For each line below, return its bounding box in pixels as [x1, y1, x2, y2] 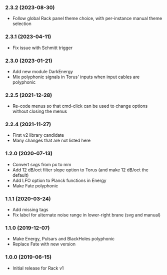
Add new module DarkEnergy [12, 68, 73, 74]
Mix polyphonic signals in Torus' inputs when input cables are [12, 74, 140, 80]
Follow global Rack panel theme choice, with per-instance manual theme [12, 16, 162, 22]
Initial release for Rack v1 [12, 265, 64, 271]
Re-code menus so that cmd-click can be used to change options [12, 103, 148, 109]
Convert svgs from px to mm [12, 161, 71, 167]
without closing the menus [12, 108, 67, 114]
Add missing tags [12, 207, 48, 213]
